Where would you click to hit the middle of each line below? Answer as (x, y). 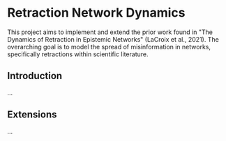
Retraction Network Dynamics (97, 13)
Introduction (35, 76)
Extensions (32, 115)
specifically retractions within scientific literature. (78, 54)
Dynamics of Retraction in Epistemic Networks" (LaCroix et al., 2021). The (113, 39)
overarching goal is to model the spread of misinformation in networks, (109, 47)
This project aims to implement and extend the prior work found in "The (110, 32)
